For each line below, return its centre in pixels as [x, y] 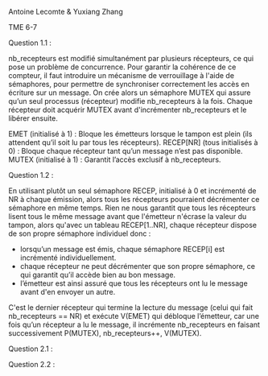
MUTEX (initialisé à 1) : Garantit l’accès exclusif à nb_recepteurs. [115, 159]
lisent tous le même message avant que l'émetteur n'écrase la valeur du [128, 216]
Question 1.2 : [31, 175]
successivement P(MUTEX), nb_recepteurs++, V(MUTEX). [105, 333]
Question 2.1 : [31, 349]
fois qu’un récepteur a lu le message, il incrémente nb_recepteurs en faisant [134, 324]
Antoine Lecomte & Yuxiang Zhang [66, 12]
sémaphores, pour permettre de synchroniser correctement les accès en [129, 84]
